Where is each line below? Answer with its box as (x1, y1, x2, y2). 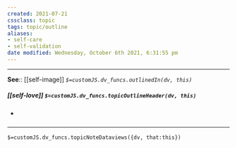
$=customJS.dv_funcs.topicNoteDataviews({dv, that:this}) (7, 134, 181, 141)
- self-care (7, 36, 42, 43)
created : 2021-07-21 (7, 10, 68, 18)
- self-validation (7, 43, 61, 50)
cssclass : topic (7, 17, 55, 24)
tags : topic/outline (7, 23, 68, 30)
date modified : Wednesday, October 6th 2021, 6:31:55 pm (7, 50, 178, 57)
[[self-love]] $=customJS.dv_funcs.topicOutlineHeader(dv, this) (7, 91, 197, 100)
